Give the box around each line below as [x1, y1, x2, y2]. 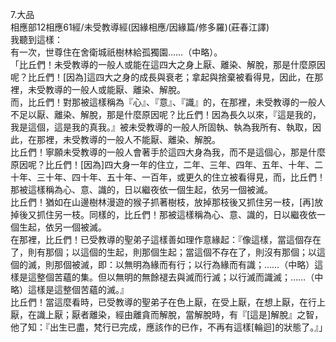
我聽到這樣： [10, 34, 63, 45]
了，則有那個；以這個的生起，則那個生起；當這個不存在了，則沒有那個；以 [10, 246, 317, 258]
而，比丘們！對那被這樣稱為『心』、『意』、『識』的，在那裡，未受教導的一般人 [10, 96, 326, 108]
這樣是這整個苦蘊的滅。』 [27, 284, 129, 295]
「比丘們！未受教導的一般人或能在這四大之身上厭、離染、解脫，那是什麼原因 [10, 59, 326, 70]
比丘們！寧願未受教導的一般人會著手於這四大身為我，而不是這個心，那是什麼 [10, 146, 326, 158]
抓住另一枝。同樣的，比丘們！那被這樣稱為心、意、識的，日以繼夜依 [36, 209, 317, 220]
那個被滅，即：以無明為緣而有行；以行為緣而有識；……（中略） [53, 259, 315, 270]
